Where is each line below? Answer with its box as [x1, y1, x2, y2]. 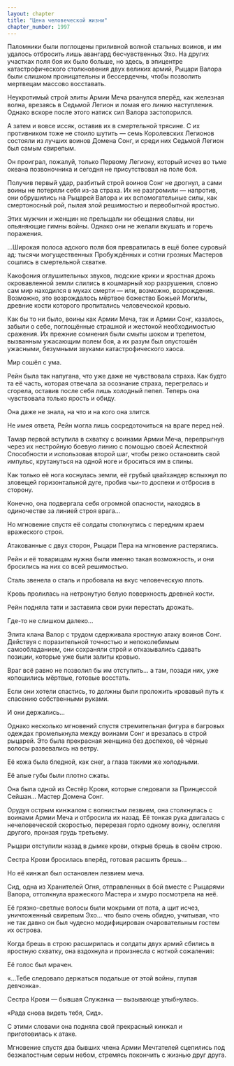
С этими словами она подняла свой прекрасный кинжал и [7, 1023, 183, 1031]
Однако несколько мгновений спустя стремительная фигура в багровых [7, 722, 225, 730]
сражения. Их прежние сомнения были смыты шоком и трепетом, [7, 330, 207, 339]
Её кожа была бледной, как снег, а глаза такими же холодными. [7, 758, 200, 766]
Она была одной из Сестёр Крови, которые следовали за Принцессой [7, 785, 217, 793]
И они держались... [7, 709, 65, 717]
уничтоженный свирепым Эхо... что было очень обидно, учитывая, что [7, 911, 220, 920]
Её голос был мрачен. [7, 961, 73, 969]
